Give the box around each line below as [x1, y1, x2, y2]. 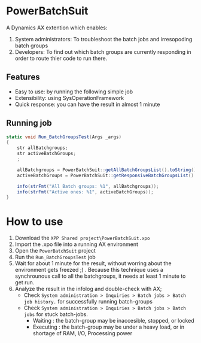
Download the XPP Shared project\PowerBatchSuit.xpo [14, 235, 150, 242]
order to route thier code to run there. [14, 54, 108, 62]
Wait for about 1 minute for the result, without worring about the [14, 260, 172, 267]
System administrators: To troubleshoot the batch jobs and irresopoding [14, 35, 193, 43]
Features [6, 72, 40, 82]
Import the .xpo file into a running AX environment [14, 241, 139, 248]
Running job [6, 118, 52, 128]
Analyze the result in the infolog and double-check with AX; [14, 286, 162, 293]
